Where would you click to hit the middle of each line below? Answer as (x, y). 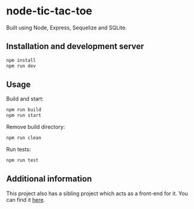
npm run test (22, 160)
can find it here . (26, 199)
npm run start (24, 116)
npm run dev (21, 66)
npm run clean (24, 138)
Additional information (49, 179)
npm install (21, 60)
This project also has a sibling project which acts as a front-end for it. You (97, 193)
